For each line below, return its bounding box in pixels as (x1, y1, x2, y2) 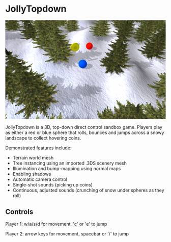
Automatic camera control (12, 176, 68, 182)
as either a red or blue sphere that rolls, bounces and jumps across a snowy (5, 129, 164, 136)
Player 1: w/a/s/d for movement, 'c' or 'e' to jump (5, 221, 107, 227)
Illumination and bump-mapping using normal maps (12, 166, 121, 172)
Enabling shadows (12, 171, 51, 177)
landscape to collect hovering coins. (5, 135, 81, 141)
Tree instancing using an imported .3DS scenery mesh (12, 160, 127, 166)
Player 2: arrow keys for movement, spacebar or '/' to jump (5, 231, 129, 237)
